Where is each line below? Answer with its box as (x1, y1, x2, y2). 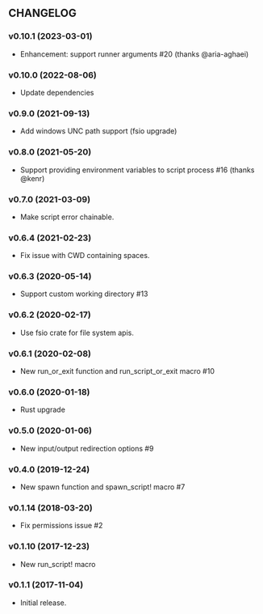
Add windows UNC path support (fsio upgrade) (19, 126, 177, 136)
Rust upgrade (19, 404, 66, 415)
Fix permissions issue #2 (19, 521, 103, 531)
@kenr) (19, 173, 45, 183)
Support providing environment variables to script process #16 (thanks (19, 165, 255, 175)
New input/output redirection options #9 (19, 443, 154, 453)
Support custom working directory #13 (19, 289, 148, 299)
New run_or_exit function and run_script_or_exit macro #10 (19, 366, 215, 376)
